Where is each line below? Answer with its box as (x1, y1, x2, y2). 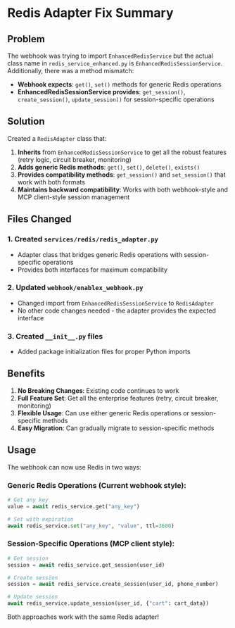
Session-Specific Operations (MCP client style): (7, 539, 175, 548)
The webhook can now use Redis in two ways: (7, 463, 142, 471)
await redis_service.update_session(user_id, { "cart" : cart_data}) (7, 600, 210, 607)
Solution (7, 115, 45, 127)
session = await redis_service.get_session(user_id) (7, 561, 165, 568)
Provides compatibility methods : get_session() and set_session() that (17, 170, 227, 179)
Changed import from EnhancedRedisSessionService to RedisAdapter (17, 299, 215, 307)
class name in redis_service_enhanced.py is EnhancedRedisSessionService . (7, 59, 223, 68)
